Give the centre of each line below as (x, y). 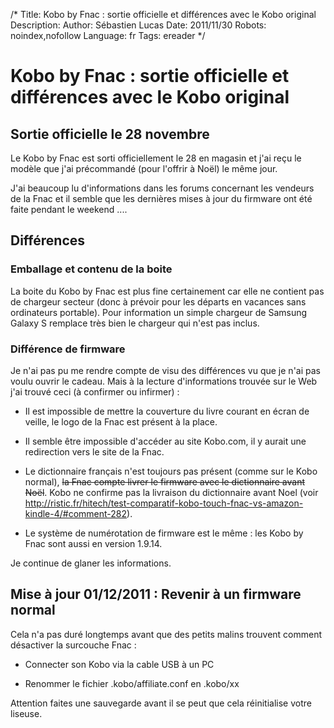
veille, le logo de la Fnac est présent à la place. (121, 421)
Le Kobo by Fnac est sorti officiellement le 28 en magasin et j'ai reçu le (156, 158)
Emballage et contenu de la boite (91, 269)
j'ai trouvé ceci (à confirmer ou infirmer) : (95, 391)
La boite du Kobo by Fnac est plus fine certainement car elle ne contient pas (167, 291)
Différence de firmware (68, 349)
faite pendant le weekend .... (69, 209)
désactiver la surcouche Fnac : (73, 645)
